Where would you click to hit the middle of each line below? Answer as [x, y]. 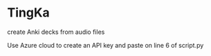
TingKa [28, 13]
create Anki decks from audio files [56, 32]
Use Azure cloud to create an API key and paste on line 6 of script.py [105, 45]
